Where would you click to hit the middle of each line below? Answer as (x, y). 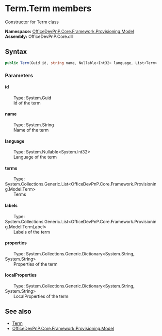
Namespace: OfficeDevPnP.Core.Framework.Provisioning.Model (70, 31)
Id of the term (27, 103)
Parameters (19, 75)
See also (18, 311)
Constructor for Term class (32, 22)
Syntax (16, 52)
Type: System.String (34, 125)
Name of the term (31, 130)
